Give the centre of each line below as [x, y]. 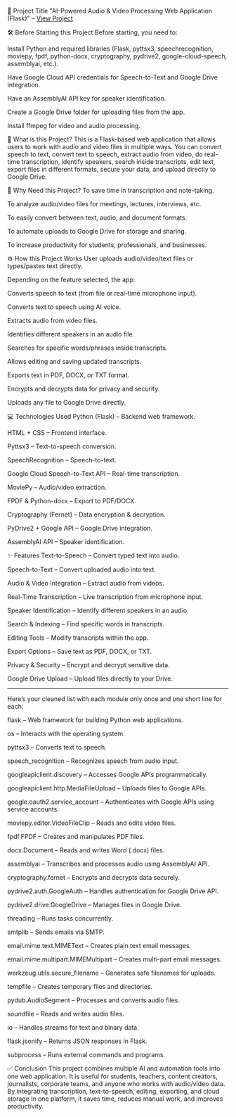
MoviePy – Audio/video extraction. [57, 487]
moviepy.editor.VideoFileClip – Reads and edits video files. [92, 823]
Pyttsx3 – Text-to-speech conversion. [62, 446]
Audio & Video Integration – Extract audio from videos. [86, 583]
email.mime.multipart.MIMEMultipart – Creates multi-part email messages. [115, 959]
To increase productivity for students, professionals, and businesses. [107, 245]
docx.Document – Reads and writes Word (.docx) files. [86, 850]
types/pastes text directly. [45, 266]
